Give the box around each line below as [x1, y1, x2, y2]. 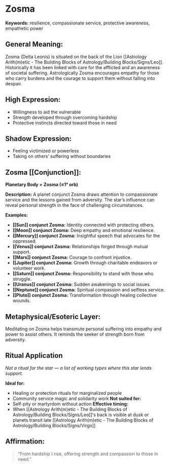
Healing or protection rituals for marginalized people [12, 390, 122, 396]
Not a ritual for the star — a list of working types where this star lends [5, 365, 152, 371]
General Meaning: [5, 40, 63, 49]
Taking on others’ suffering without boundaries [12, 153, 111, 159]
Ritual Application [5, 352, 63, 360]
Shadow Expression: [5, 134, 72, 143]
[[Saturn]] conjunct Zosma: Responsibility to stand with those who [12, 271, 154, 277]
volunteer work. [12, 265, 46, 271]
